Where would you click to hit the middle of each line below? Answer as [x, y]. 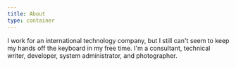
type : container [31, 20]
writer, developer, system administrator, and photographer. [92, 55]
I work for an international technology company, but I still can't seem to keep [118, 40]
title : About [26, 14]
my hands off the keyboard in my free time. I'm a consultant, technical [109, 48]
